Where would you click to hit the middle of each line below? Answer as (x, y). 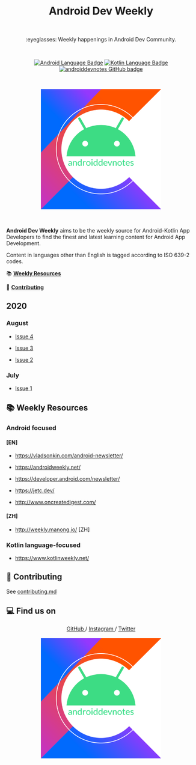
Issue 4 (24, 336)
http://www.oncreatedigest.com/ (55, 502)
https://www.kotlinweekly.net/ (52, 558)
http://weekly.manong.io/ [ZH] (52, 529)
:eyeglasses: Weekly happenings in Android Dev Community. (101, 39)
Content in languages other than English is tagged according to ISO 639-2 (98, 255)
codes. (15, 261)
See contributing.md (32, 591)
